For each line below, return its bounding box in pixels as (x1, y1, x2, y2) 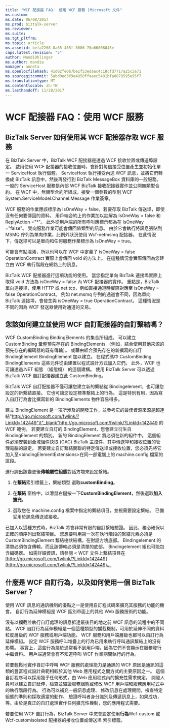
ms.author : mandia (5, 59, 44, 65)
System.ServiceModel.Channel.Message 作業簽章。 (5, 195, 113, 201)
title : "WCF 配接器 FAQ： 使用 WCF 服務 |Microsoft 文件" (5, 7, 122, 13)
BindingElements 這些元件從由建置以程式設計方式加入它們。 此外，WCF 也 (5, 360, 161, 366)
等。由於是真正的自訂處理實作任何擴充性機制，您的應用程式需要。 (5, 700, 143, 706)
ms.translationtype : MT (5, 78, 56, 83)
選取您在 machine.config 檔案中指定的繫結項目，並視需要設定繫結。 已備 (12, 507, 164, 513)
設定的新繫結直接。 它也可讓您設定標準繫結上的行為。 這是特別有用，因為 (5, 390, 158, 396)
